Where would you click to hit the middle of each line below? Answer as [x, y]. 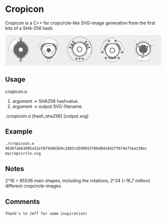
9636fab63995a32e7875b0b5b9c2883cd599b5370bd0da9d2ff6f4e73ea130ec [76, 148]
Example [19, 131]
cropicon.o [16, 91]
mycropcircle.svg [23, 153]
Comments [23, 201]
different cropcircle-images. [34, 186]
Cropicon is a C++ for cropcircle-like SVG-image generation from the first [80, 23]
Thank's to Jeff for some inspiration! [46, 214]
